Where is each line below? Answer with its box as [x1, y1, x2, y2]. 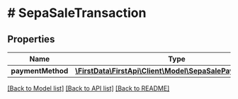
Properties [7, 33, 55, 45]
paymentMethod [11, 66, 69, 76]
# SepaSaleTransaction [7, 5, 147, 21]
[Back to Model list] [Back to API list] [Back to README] [7, 84, 170, 93]
